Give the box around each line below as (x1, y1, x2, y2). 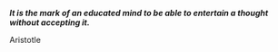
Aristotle (9, 35, 41, 45)
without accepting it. (9, 17, 91, 28)
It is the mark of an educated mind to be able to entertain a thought (9, 8, 269, 18)
